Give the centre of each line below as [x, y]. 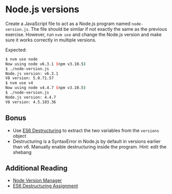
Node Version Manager [37, 181]
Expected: [16, 50]
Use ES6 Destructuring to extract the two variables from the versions [86, 130]
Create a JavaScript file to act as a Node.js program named [68, 24]
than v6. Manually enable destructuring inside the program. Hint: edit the [90, 146]
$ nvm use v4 [19, 83]
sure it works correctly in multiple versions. [51, 40]
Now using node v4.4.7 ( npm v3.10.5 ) [46, 88]
